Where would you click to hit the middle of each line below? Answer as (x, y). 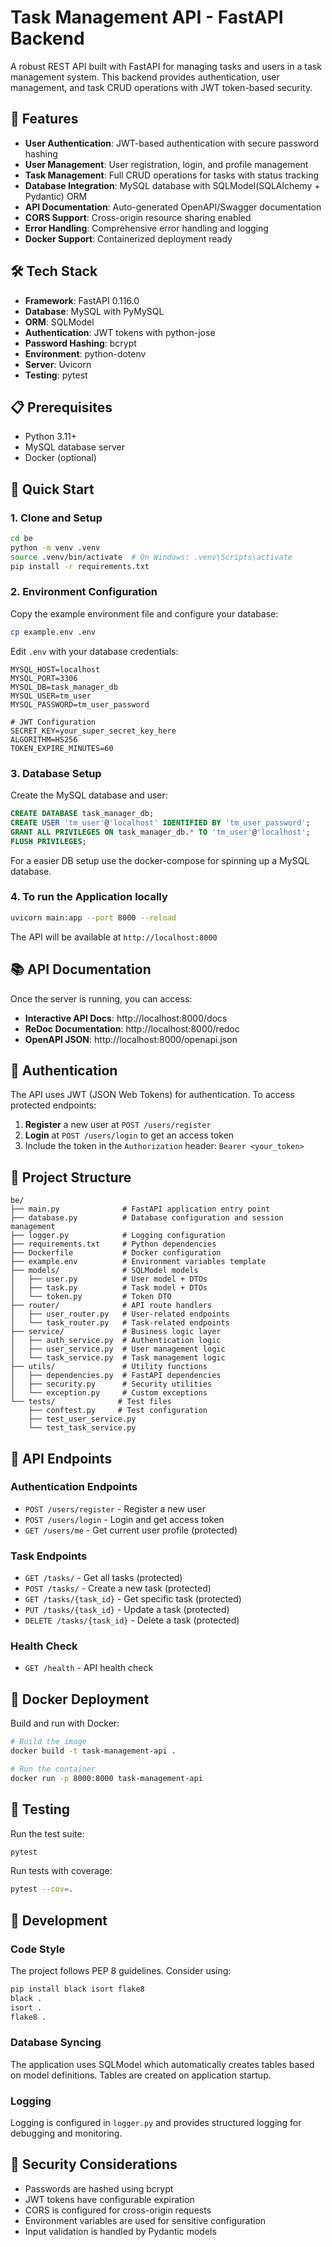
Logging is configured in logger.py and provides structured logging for (156, 2123)
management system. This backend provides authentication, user (145, 77)
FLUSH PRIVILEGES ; (48, 841)
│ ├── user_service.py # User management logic (118, 1349)
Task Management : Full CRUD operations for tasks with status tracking (172, 175)
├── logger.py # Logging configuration (118, 1236)
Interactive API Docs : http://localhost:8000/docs (126, 1018)
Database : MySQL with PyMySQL (94, 311)
